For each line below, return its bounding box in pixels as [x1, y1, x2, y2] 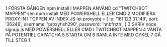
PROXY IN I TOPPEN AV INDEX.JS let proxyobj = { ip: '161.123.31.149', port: [5, 16, 159, 21]
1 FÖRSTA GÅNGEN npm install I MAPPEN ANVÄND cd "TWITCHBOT [5, 5, 148, 11]
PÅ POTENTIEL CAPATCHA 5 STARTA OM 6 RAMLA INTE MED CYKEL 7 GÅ [5, 32, 161, 37]
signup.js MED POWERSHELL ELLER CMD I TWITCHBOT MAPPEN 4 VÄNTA [5, 26, 162, 32]
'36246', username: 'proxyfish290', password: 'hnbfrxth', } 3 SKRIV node [5, 21, 157, 27]
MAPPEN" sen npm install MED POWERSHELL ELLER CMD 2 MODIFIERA [5, 10, 156, 16]
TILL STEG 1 [5, 37, 31, 43]
